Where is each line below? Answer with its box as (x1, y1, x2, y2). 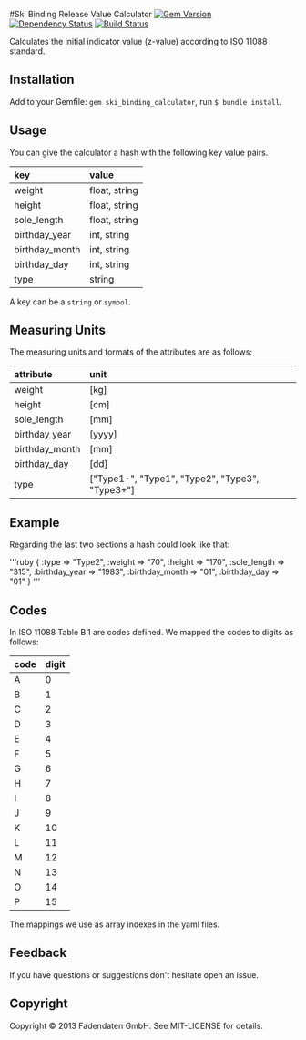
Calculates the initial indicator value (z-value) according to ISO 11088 (9, 36, 268, 46)
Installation (9, 72, 75, 88)
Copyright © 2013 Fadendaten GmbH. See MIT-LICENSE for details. (9, 1020, 264, 1031)
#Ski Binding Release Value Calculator (9, 9, 153, 19)
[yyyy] (89, 428, 117, 441)
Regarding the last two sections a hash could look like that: (9, 539, 230, 551)
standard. (9, 46, 46, 57)
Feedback (9, 945, 67, 961)
